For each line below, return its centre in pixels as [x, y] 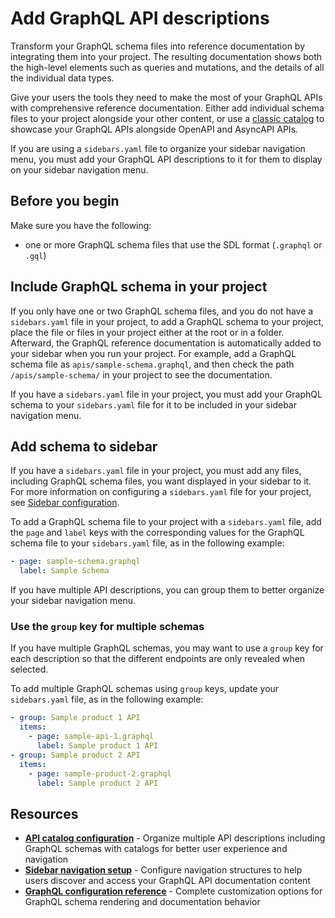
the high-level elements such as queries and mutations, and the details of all [167, 67]
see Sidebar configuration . [65, 503]
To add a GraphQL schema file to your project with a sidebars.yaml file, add [166, 522]
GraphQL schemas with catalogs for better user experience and [156, 849]
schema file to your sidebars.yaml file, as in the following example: [147, 543]
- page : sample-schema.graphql [75, 562]
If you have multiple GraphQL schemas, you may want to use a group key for [167, 648]
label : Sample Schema [64, 571]
